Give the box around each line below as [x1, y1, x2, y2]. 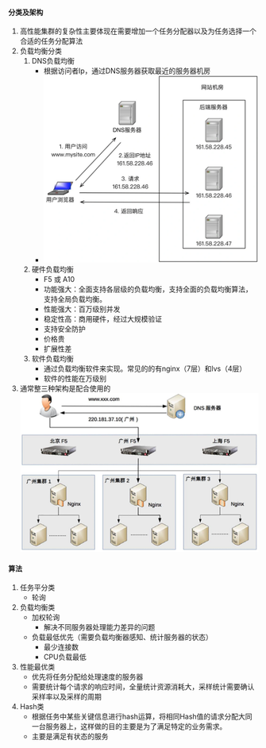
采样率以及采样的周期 [31, 692, 102, 702]
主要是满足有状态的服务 [31, 731, 109, 742]
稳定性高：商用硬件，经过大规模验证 [43, 314, 163, 324]
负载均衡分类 [19, 46, 62, 56]
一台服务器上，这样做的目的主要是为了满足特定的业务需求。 [31, 722, 227, 731]
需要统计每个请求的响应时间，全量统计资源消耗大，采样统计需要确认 [31, 682, 255, 692]
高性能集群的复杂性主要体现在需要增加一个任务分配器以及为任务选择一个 [19, 26, 256, 36]
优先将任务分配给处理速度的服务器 [31, 672, 144, 682]
